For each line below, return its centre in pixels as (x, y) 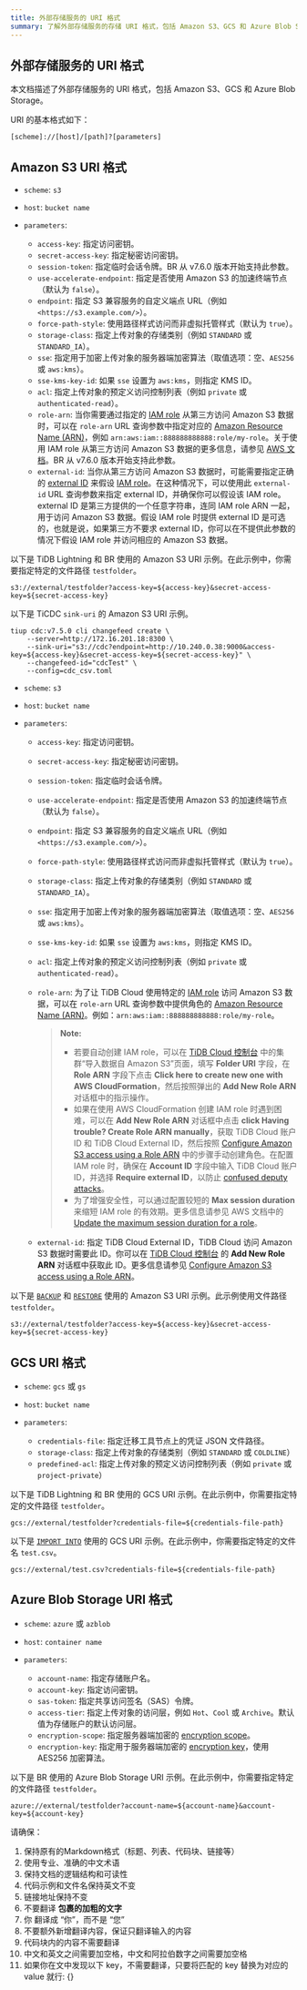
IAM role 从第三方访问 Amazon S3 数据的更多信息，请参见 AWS (166, 449)
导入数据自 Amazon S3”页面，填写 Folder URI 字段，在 (188, 1064)
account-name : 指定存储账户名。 (96, 1678)
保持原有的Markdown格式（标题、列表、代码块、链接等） (131, 1851)
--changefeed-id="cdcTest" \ (82, 663)
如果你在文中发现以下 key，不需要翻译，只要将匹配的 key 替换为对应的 (156, 1964)
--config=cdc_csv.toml (70, 671)
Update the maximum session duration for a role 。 (168, 1223)
